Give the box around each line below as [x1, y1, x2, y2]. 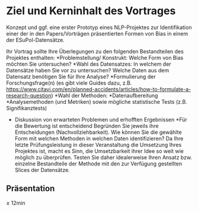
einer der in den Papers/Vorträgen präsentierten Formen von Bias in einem [6, 30, 189, 37]
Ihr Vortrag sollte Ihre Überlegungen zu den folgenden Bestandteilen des [6, 47, 184, 55]
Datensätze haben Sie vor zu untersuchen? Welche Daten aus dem [6, 66, 170, 73]
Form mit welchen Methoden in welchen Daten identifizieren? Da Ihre [14, 135, 184, 142]
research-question [6, 92, 52, 99]
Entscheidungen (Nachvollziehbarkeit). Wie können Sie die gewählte [14, 129, 182, 136]
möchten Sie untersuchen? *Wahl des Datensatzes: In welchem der [6, 60, 171, 68]
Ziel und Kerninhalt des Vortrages [6, 4, 176, 18]
